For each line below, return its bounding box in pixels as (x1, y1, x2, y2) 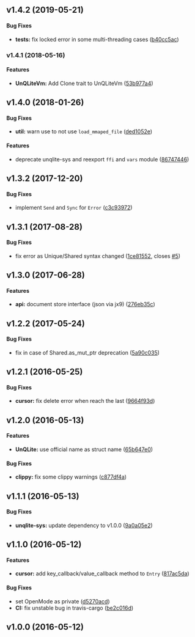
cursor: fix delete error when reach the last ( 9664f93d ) (15, 397, 155, 405)
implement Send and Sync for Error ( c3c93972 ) (15, 204, 133, 212)
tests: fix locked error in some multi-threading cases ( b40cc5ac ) (15, 35, 179, 43)
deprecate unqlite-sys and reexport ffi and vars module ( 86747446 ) (15, 155, 189, 163)
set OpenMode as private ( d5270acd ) (15, 597, 110, 605)
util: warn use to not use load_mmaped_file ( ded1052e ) (15, 128, 153, 135)
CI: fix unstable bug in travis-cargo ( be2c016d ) (15, 604, 134, 611)
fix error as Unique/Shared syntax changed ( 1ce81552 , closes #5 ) (15, 252, 181, 259)
